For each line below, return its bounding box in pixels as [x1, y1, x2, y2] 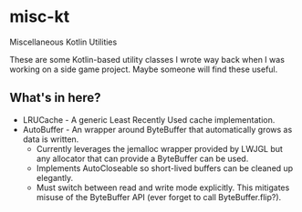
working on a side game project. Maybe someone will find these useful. [9, 64, 278, 75]
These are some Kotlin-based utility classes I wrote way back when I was [9, 54, 286, 65]
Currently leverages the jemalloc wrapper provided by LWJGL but [36, 143, 283, 154]
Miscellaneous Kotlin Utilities [9, 36, 118, 47]
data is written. [22, 134, 79, 145]
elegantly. [36, 172, 74, 183]
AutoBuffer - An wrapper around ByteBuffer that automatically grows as [22, 124, 293, 135]
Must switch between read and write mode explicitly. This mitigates [36, 182, 290, 193]
